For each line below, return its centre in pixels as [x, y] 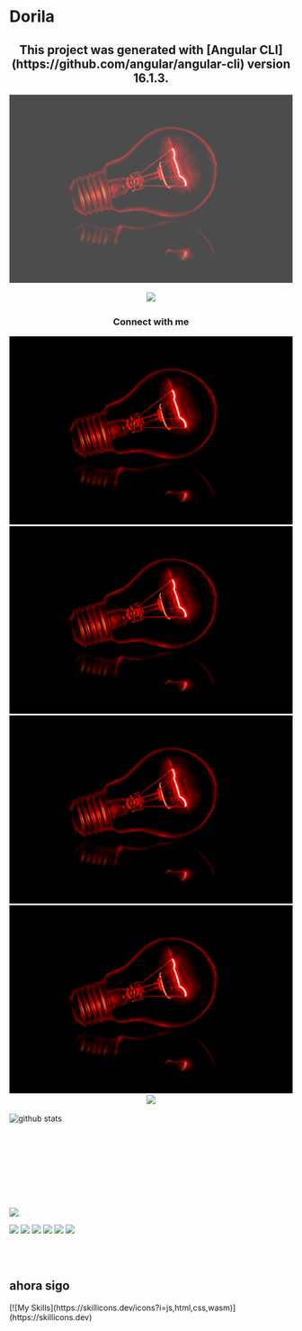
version [269, 64]
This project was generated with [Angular [138, 50]
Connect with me [151, 322]
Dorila [32, 17]
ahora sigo [40, 1286]
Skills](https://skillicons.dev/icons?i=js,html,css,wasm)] [133, 1308]
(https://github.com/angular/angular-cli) [128, 64]
